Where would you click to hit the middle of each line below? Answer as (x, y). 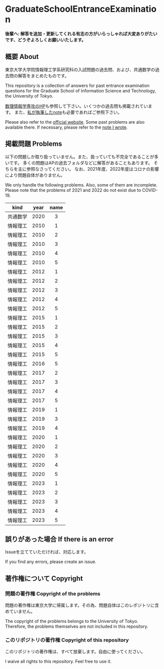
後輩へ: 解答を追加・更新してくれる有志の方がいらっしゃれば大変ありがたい (81, 33)
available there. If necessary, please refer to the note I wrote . (67, 127)
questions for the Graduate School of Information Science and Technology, (81, 91)
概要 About (22, 57)
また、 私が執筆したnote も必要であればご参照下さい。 (68, 112)
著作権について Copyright (44, 578)
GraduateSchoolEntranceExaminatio (81, 9)
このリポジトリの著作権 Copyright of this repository (67, 640)
